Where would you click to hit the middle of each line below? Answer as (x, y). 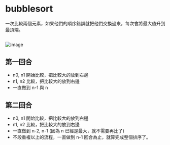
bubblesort (29, 9)
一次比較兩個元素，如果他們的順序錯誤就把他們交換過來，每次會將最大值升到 (85, 23)
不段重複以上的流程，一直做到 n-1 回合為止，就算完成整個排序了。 (82, 137)
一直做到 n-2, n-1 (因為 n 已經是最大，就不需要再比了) (69, 131)
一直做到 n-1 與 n (30, 88)
